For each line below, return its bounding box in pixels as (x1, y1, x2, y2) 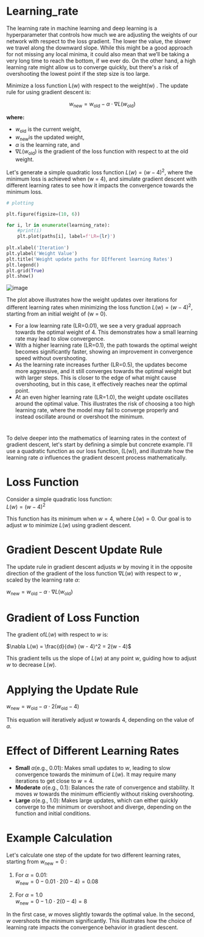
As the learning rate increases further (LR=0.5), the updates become (15, 361, 188, 368)
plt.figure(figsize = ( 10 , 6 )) (6, 211, 80, 217)
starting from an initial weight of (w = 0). (6, 310, 108, 317)
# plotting (6, 200, 34, 206)
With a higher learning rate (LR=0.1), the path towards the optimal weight (15, 341, 197, 349)
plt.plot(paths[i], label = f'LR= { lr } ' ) (17, 234, 116, 240)
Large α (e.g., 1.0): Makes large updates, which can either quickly (15, 797, 178, 804)
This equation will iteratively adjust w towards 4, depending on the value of (6, 716, 195, 724)
